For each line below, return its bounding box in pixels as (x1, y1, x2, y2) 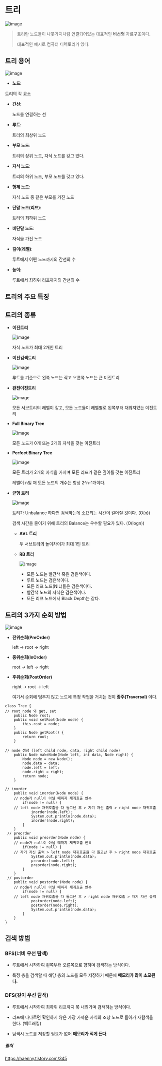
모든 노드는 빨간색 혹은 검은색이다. (26, 571, 92, 577)
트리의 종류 (5, 310, 36, 319)
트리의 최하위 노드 (12, 215, 46, 221)
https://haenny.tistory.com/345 (5, 1055, 67, 1061)
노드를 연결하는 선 (12, 111, 46, 117)
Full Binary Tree (12, 420, 45, 426)
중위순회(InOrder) (12, 654, 47, 660)
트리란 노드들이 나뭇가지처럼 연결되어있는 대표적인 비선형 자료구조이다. (16, 31, 151, 37)
